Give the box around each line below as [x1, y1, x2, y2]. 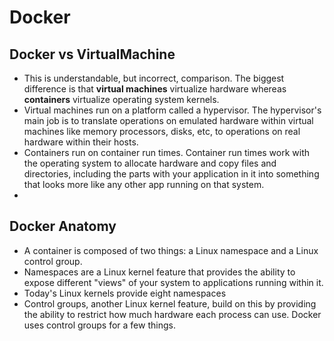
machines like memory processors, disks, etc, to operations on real [23, 126, 301, 137]
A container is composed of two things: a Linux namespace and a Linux [23, 244, 319, 256]
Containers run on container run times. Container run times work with [23, 147, 311, 158]
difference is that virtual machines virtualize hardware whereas [23, 83, 287, 95]
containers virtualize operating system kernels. [23, 94, 220, 105]
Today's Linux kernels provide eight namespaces [23, 287, 227, 299]
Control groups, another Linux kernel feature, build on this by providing [23, 297, 317, 310]
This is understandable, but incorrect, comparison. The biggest [23, 72, 285, 84]
